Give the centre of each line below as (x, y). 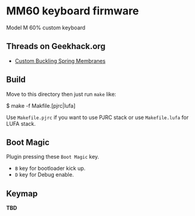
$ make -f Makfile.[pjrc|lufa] (41, 105)
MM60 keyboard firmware (73, 11)
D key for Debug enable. (44, 175)
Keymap (22, 194)
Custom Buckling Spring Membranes (60, 60)
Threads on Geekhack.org (56, 46)
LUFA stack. (21, 123)
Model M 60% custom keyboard (46, 28)
